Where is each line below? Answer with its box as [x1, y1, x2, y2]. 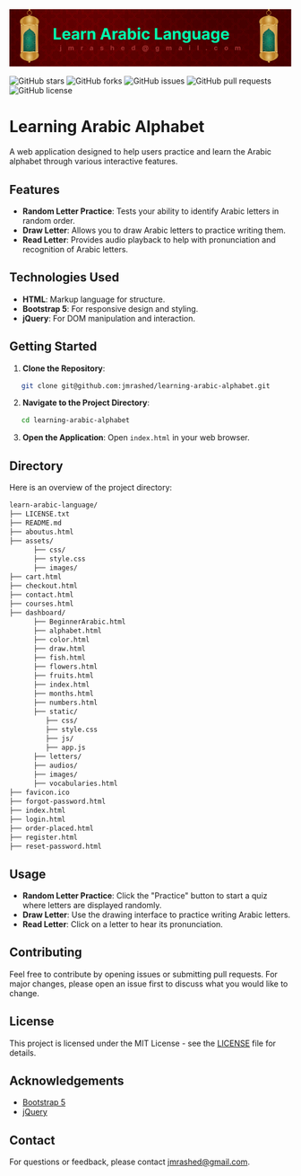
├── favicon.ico [9, 788, 70, 798]
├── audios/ [32, 761, 78, 771]
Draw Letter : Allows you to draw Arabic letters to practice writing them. [21, 225, 287, 235]
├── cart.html [9, 572, 63, 582]
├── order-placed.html [9, 824, 94, 834]
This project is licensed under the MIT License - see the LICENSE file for [9, 1038, 276, 1048]
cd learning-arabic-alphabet [21, 416, 130, 425]
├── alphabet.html [32, 626, 102, 636]
